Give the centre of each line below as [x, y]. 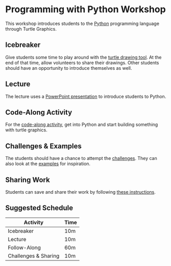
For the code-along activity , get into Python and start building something [82, 125]
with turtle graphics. [26, 130]
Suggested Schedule [39, 208]
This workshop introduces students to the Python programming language [82, 23]
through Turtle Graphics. [31, 29]
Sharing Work [28, 180]
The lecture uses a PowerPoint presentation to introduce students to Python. [86, 96]
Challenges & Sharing [34, 256]
